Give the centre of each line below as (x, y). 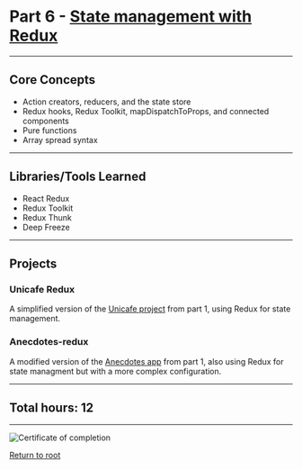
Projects (33, 263)
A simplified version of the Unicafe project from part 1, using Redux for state (150, 309)
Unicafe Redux (42, 289)
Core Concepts (53, 80)
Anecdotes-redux (49, 342)
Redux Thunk (47, 217)
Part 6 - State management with (131, 17)
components (45, 121)
